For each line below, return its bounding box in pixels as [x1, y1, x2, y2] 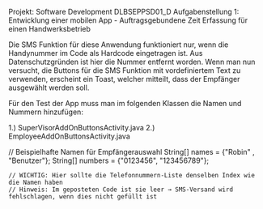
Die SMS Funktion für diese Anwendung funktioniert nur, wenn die [8, 40, 229, 49]
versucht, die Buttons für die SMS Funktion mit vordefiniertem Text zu [8, 66, 241, 75]
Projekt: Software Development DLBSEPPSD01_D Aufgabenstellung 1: [8, 7, 240, 16]
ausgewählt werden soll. [8, 83, 90, 92]
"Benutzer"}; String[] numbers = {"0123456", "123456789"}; [8, 156, 210, 165]
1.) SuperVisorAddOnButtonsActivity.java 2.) [8, 123, 155, 132]
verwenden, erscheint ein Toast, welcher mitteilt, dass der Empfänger [8, 75, 240, 83]
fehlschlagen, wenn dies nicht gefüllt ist [8, 193, 158, 201]
